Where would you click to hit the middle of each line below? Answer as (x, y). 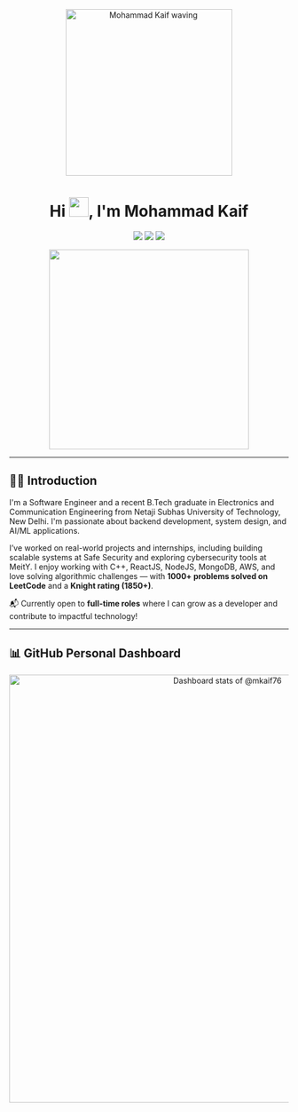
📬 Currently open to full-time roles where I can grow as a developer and (143, 603)
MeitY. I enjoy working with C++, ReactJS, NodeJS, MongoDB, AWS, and (142, 567)
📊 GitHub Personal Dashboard (95, 653)
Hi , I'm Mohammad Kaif (149, 211)
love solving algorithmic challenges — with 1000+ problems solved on (139, 576)
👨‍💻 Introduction (53, 481)
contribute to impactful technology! (74, 616)
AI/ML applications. (44, 530)
